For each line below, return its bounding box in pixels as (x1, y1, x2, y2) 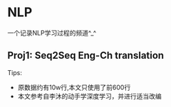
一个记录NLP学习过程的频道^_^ (7, 28, 97, 37)
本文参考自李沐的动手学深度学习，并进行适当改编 (17, 91, 162, 100)
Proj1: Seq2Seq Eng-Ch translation (7, 50, 165, 62)
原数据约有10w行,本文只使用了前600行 (17, 83, 131, 91)
